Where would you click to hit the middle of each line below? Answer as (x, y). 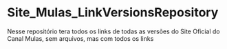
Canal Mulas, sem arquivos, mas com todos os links (80, 38)
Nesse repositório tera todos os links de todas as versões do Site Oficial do (113, 31)
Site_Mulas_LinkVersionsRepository (113, 13)
